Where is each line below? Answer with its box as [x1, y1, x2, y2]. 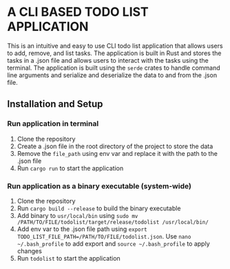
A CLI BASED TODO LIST [7, 4, 149, 20]
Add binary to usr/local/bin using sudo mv [17, 211, 138, 219]
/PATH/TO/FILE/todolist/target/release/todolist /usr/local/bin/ [17, 219, 209, 226]
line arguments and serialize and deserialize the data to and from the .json [7, 70, 218, 79]
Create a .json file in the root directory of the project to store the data [17, 142, 213, 150]
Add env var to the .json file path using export [17, 225, 147, 233]
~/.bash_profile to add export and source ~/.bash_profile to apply [17, 239, 210, 248]
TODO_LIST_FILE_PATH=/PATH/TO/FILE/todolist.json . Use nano [17, 232, 191, 240]
